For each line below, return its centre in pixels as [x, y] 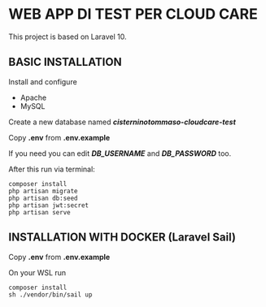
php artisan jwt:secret [49, 205]
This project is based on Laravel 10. [68, 37]
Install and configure [43, 81]
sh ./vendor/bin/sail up [50, 294]
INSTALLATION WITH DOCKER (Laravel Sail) [122, 238]
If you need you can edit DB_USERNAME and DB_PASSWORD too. [120, 153]
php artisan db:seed [44, 198]
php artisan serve [39, 212]
